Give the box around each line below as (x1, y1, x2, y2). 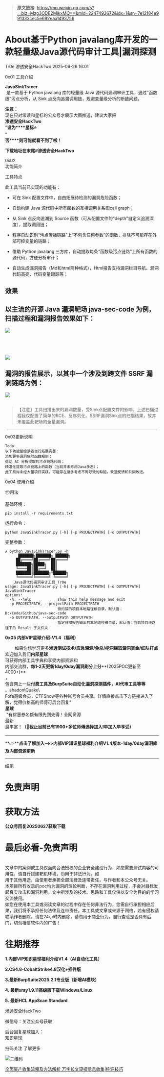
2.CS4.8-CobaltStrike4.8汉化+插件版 (5, 966, 82, 972)
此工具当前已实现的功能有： (5, 184, 61, 190)
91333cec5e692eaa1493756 (17, 16, 75, 21)
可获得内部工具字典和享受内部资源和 (5, 658, 78, 663)
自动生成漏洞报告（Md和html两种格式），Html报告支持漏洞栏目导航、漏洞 (12, 265, 159, 271)
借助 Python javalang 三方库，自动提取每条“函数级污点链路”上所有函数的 (12, 248, 158, 254)
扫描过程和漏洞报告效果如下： (5, 314, 95, 322)
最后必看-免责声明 (5, 842, 78, 854)
